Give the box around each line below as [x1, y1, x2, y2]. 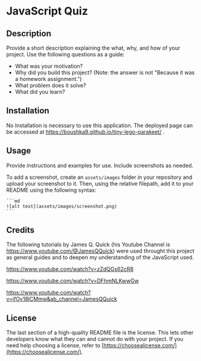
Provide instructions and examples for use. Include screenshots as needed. [6, 161, 194, 169]
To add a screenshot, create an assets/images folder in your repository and [6, 174, 193, 181]
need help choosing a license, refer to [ [6, 342, 104, 349]
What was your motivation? [14, 62, 83, 70]
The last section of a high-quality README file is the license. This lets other [6, 329, 194, 336]
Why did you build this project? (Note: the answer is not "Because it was [14, 69, 195, 76]
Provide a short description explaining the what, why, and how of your [6, 44, 180, 51]
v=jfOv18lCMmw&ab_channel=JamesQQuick [6, 295, 118, 303]
